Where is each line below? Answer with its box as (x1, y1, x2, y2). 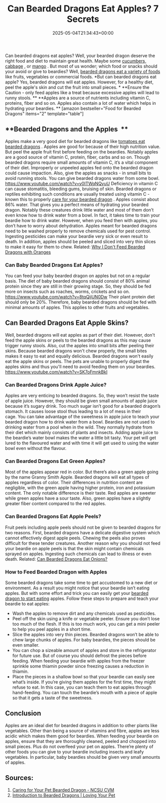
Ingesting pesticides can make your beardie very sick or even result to (5, 233, 148, 239)
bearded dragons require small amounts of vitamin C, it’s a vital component (5, 159, 158, 165)
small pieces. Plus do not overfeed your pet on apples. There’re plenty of (5, 743, 154, 749)
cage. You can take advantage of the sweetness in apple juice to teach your (5, 414, 160, 420)
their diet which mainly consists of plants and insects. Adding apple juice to (5, 430, 159, 436)
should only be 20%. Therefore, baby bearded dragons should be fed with (5, 299, 157, 305)
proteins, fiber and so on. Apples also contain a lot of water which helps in (5, 100, 157, 106)
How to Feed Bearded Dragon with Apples (5, 568, 107, 575)
